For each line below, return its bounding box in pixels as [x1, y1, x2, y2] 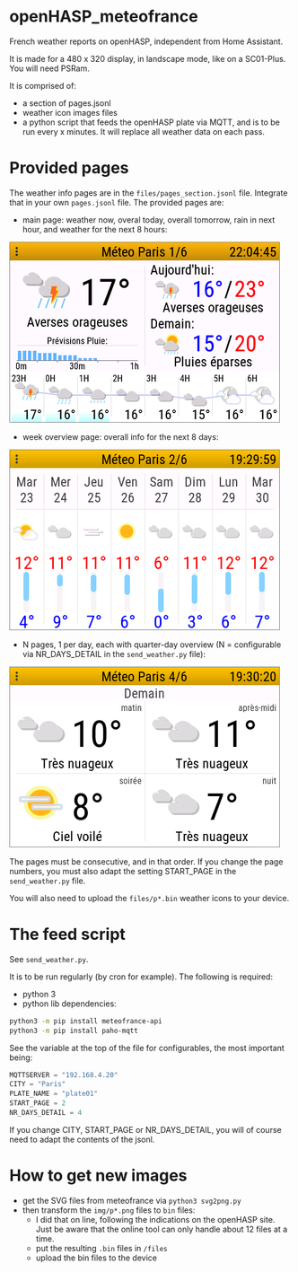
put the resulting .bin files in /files [35, 1242, 168, 1253]
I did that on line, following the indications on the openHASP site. [35, 1214, 276, 1224]
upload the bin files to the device [35, 1252, 157, 1263]
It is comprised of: [9, 80, 76, 91]
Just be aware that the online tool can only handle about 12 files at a [35, 1224, 288, 1234]
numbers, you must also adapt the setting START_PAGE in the [9, 865, 237, 876]
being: [9, 1052, 33, 1063]
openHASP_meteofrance [9, 6, 199, 27]
